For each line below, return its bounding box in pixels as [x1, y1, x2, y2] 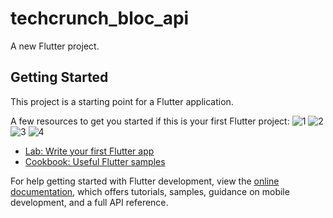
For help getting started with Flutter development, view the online [10, 175, 280, 187]
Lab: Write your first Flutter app [24, 145, 155, 157]
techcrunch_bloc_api [10, 7, 190, 30]
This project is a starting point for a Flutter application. [10, 95, 234, 107]
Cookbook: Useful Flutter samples [24, 155, 166, 167]
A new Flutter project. [10, 40, 100, 52]
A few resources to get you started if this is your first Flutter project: [10, 115, 290, 127]
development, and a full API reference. [10, 196, 169, 208]
